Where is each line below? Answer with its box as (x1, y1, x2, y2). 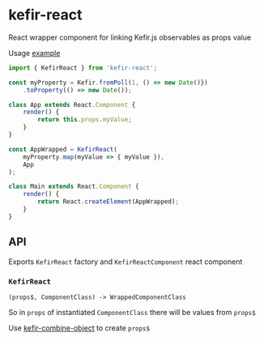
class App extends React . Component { (8, 100, 136, 109)
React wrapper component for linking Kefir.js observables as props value (8, 32, 252, 42)
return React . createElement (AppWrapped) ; (37, 198, 180, 206)
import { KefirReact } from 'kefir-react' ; (8, 63, 158, 72)
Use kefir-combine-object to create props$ (8, 322, 151, 333)
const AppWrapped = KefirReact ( (8, 145, 117, 153)
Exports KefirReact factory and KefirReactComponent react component (8, 257, 243, 266)
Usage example (8, 48, 61, 58)
